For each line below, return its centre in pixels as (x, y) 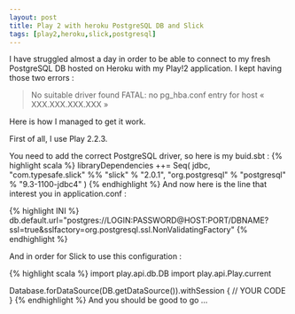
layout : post (33, 17)
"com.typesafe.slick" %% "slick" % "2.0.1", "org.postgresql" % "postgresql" (147, 175)
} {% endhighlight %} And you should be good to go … (109, 300)
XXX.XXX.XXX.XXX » (70, 105)
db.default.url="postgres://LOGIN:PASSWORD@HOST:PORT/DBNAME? (139, 220)
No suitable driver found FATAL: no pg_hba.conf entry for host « (147, 95)
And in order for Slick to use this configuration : (96, 256)
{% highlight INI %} (44, 211)
